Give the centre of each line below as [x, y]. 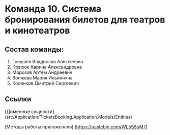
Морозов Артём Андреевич [42, 72]
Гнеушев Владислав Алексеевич [48, 61]
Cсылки [18, 99]
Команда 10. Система [53, 9]
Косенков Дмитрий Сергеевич [46, 83]
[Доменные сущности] [30, 111]
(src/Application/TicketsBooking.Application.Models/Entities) [69, 117]
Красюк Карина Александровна [47, 67]
